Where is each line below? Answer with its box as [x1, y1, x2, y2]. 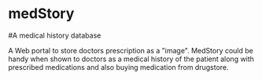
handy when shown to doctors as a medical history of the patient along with [8, 54, 254, 64]
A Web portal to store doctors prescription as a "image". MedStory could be [8, 45, 254, 55]
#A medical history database [8, 31, 101, 40]
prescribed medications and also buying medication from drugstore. [8, 62, 230, 71]
